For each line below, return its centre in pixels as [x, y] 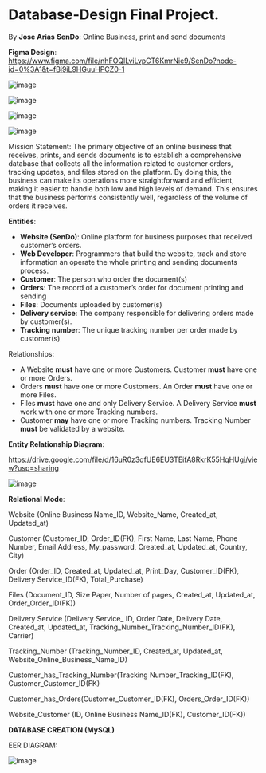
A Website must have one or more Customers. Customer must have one [138, 369]
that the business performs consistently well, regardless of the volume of [128, 197]
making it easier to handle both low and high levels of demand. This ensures [133, 188]
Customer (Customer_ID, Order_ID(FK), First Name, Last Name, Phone [123, 538]
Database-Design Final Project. [113, 15]
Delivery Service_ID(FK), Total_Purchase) [76, 579]
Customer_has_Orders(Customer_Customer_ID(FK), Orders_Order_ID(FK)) [129, 699]
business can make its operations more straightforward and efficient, [121, 180]
